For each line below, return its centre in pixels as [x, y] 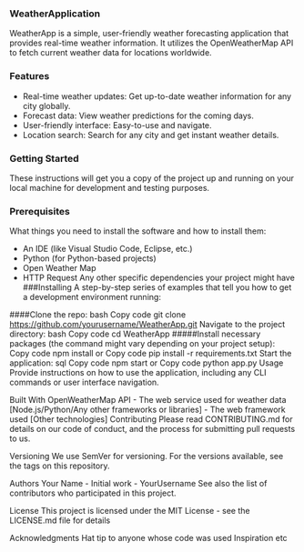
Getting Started [44, 158]
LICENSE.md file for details [60, 520]
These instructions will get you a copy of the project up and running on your [152, 178]
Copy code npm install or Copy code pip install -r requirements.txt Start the [151, 354]
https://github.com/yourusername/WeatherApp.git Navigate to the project [147, 325]
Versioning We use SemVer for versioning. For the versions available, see [147, 457]
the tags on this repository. [60, 466]
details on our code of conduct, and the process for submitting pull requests [152, 429]
